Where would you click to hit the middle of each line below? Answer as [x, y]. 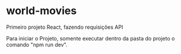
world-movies [42, 11]
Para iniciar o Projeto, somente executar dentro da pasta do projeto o [90, 38]
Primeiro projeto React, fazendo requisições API [65, 27]
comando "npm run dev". [37, 45]
